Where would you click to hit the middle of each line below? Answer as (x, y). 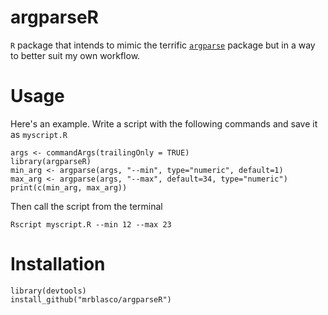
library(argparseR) (51, 161)
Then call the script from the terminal (86, 206)
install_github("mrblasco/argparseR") (91, 299)
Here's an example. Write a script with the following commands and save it (164, 123)
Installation (58, 264)
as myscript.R (39, 134)
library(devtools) (48, 291)
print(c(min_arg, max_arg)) (69, 187)
